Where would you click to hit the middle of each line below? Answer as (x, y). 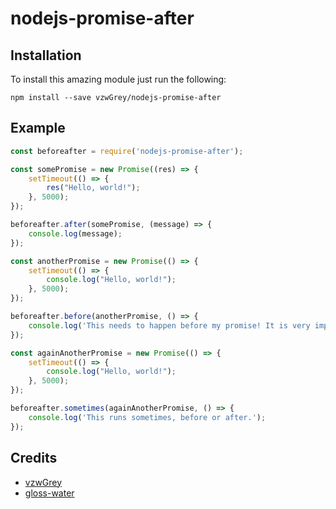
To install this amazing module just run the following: (118, 79)
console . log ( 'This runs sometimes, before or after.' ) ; (147, 417)
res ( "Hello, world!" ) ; (93, 188)
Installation (46, 55)
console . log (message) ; (75, 233)
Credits (34, 458)
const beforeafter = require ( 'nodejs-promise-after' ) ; (127, 151)
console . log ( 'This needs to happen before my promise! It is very (169, 325)
